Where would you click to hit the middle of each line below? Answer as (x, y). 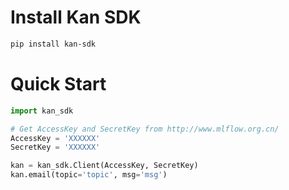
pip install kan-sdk (53, 44)
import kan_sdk (42, 111)
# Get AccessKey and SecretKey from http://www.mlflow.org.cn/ (145, 129)
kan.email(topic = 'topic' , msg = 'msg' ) (89, 175)
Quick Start (58, 84)
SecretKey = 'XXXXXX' (55, 147)
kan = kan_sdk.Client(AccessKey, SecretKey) (104, 166)
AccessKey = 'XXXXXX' (55, 138)
